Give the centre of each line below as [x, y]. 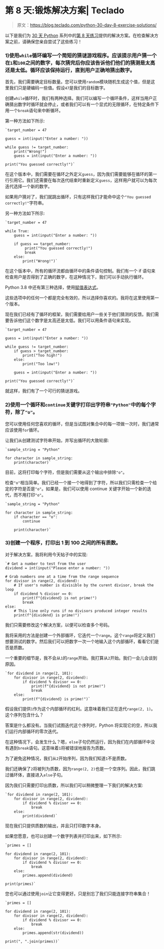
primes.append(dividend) [48, 875]
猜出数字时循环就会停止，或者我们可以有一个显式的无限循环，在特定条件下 [84, 104]
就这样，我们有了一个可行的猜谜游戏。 [43, 391]
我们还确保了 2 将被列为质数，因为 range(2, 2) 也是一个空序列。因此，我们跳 [80, 769]
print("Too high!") [42, 356]
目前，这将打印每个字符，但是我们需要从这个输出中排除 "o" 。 [66, 472]
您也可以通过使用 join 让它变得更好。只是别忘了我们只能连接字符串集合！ [78, 893]
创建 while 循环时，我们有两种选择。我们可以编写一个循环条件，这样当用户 [79, 98]
